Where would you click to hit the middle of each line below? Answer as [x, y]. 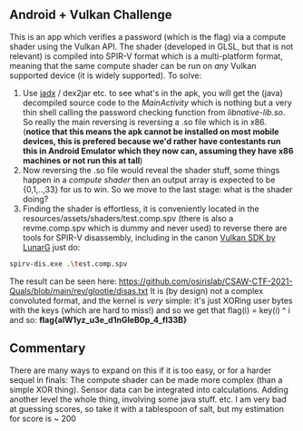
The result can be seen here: [63, 281]
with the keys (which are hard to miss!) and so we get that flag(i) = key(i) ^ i [150, 310]
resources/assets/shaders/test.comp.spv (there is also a [128, 218]
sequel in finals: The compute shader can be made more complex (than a [146, 379]
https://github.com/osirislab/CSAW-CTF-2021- [205, 281]
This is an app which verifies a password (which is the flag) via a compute [148, 36]
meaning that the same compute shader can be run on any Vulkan [133, 65]
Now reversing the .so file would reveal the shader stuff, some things [151, 170]
